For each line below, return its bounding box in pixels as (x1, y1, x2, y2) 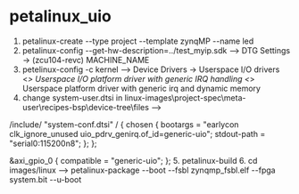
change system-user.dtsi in (21, 92, 123, 103)
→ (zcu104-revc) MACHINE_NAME (21, 54, 150, 65)
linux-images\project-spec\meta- (124, 92, 246, 103)
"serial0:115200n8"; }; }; (9, 138, 97, 149)
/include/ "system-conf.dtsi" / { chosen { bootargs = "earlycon (9, 118, 239, 130)
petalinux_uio (9, 6, 112, 27)
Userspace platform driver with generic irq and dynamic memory (21, 83, 262, 93)
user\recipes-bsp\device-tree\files (21, 101, 150, 112)
